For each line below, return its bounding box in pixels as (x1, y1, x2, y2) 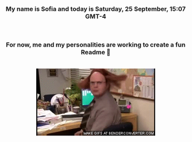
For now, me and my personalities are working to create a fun (5, 41, 186, 49)
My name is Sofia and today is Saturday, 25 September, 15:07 (5, 5, 186, 13)
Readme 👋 (81, 48, 111, 57)
